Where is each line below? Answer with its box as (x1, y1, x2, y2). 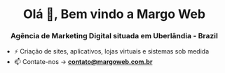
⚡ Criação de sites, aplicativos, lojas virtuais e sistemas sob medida (13, 47, 209, 56)
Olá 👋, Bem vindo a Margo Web (23, 6, 205, 22)
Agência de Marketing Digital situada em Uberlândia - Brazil (10, 31, 219, 41)
